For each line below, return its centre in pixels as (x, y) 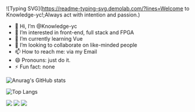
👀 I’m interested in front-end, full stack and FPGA (74, 32)
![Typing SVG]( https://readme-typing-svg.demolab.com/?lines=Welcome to (98, 9)
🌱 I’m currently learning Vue (48, 39)
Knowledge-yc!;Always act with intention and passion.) (73, 15)
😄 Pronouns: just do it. (43, 60)
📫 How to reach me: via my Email (56, 52)
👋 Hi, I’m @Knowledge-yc (46, 26)
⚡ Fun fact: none (35, 67)
